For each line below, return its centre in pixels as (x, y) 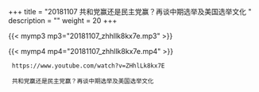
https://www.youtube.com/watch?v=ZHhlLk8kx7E (88, 66)
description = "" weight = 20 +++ (63, 21)
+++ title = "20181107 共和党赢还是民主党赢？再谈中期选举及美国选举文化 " (130, 11)
